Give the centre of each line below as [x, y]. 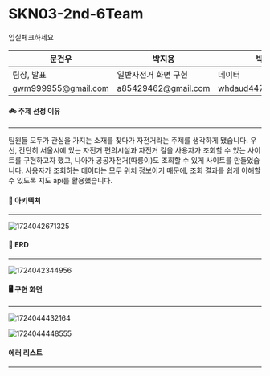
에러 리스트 [25, 353]
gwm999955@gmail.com [61, 88]
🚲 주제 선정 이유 [35, 111]
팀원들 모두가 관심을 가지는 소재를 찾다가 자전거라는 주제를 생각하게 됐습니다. [129, 141]
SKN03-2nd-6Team [76, 14]
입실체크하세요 [31, 37]
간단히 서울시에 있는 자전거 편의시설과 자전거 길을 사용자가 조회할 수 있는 [133, 150]
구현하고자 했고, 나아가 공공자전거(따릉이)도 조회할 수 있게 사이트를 [128, 161]
